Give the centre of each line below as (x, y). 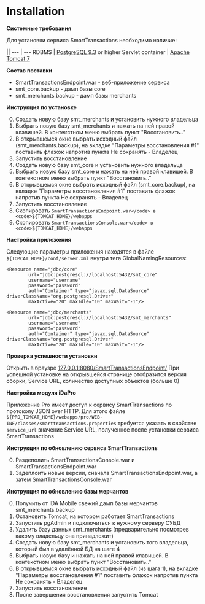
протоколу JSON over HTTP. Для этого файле (66, 411)
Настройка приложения (39, 239)
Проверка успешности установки (52, 356)
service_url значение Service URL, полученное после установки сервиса (103, 429)
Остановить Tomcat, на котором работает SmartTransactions (95, 516)
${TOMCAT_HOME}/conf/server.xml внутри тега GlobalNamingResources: (97, 258)
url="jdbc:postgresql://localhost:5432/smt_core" (93, 274)
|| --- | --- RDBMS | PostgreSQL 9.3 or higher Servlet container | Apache (98, 52)
